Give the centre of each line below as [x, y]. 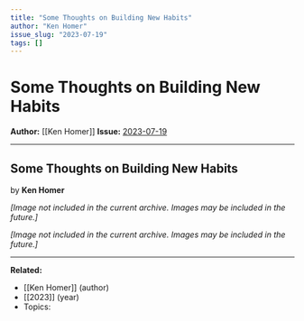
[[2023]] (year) [51, 297]
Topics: [37, 307]
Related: [27, 270]
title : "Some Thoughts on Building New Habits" [101, 18]
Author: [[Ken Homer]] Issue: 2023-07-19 [89, 132]
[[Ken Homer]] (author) [66, 288]
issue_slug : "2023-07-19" [59, 34]
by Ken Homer [37, 190]
